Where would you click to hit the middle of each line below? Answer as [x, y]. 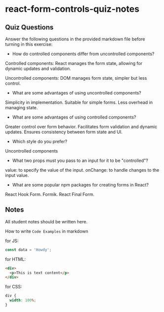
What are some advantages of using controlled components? [74, 117]
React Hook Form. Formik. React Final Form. [50, 194]
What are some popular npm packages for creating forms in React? [80, 185]
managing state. [21, 108]
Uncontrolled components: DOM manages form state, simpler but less [76, 78]
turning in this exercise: [29, 44]
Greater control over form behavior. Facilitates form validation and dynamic [81, 127]
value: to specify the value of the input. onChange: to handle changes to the [82, 170]
